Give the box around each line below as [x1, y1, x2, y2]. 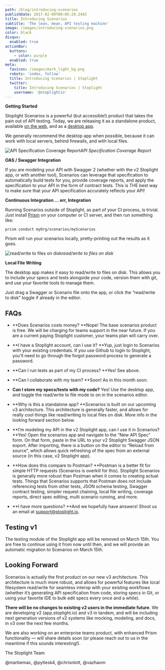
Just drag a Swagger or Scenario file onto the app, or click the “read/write [5, 290, 156, 296]
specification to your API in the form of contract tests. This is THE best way [5, 183, 158, 188]
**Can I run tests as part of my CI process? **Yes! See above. [12, 368, 140, 373]
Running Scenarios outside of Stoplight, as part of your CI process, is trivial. [5, 207, 159, 213]
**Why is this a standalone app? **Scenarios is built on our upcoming [12, 402, 156, 408]
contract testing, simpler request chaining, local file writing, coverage [12, 489, 153, 495]
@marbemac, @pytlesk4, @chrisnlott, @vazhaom [5, 659, 106, 665]
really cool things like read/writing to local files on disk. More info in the [12, 412, 157, 418]
